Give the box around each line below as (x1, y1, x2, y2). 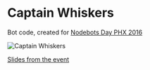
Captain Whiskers (7, 5, 115, 21)
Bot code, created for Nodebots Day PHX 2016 (7, 28, 143, 36)
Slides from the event (7, 55, 70, 64)
